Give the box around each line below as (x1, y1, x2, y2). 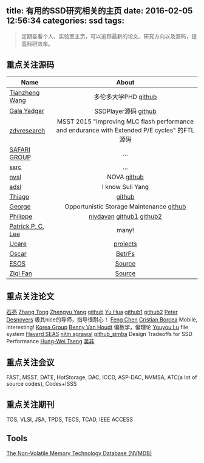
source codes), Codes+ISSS (6, 380, 77, 388)
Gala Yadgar (9, 106, 44, 115)
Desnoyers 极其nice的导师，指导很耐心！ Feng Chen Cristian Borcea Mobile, (6, 316, 198, 323)
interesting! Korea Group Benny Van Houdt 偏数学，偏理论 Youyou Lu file (6, 324, 189, 331)
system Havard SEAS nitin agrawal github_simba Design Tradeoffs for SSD (6, 331, 193, 338)
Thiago (9, 192, 30, 201)
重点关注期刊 (6, 399, 55, 410)
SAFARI (9, 145, 30, 154)
